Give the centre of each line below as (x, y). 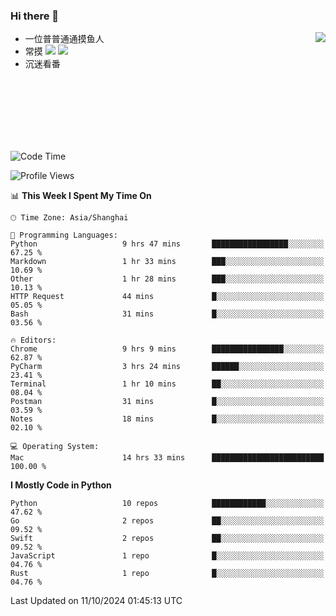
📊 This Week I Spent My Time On (81, 196)
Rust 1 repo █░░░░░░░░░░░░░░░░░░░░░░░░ (167, 574)
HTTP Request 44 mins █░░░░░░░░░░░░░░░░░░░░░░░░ (167, 297)
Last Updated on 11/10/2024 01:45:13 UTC (96, 601)
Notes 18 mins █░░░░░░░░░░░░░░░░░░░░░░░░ (167, 419)
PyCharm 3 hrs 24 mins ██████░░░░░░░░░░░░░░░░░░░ (167, 367)
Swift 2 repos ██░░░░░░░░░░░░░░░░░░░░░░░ (167, 539)
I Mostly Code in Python (61, 485)
